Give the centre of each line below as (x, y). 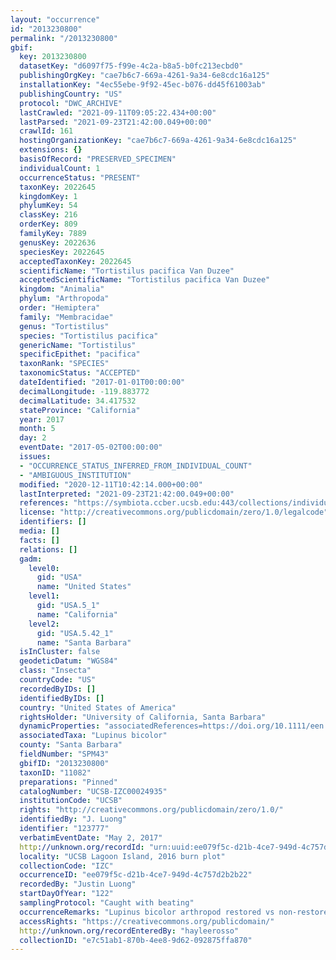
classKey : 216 (48, 215)
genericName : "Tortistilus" (78, 345)
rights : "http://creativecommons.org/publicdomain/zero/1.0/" (151, 810)
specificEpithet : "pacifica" (80, 354)
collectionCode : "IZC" (66, 866)
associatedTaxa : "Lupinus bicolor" (93, 736)
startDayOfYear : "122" (66, 894)
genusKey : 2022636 (58, 242)
